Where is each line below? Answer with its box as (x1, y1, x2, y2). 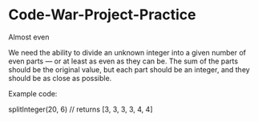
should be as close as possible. (8, 73, 112, 83)
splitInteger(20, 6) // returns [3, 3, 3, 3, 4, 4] (8, 104, 153, 114)
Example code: (8, 88, 58, 98)
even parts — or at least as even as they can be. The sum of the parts (8, 56, 239, 66)
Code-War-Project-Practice (8, 6, 196, 24)
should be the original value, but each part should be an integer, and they (8, 64, 250, 74)
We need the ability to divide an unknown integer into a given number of (8, 47, 247, 57)
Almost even (8, 32, 50, 42)
